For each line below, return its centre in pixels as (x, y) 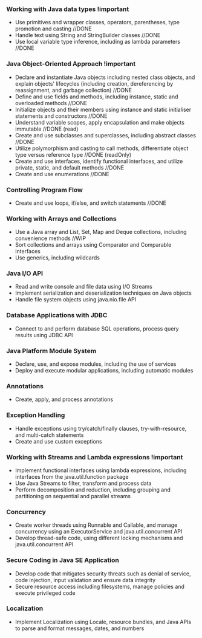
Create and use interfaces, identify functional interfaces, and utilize (99, 161)
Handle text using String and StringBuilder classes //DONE (88, 35)
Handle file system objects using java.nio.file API (76, 300)
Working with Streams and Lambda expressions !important (95, 457)
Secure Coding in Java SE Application (63, 560)
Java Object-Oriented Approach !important (71, 64)
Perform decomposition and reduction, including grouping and (93, 489)
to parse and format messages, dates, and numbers (80, 628)
